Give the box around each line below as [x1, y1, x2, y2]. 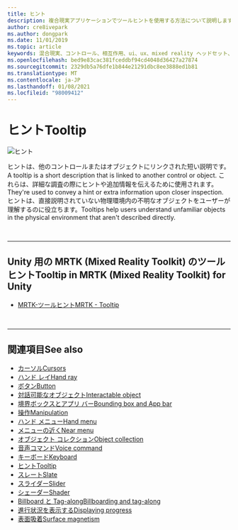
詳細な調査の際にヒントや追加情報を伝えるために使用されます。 [31, 180, 218, 189]
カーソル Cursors [17, 363, 67, 372]
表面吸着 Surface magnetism [17, 514, 101, 523]
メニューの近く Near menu [17, 426, 94, 434]
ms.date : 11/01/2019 [7, 37, 69, 44]
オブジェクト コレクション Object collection [17, 434, 144, 443]
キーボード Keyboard [17, 452, 78, 461]
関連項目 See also [7, 343, 84, 355]
